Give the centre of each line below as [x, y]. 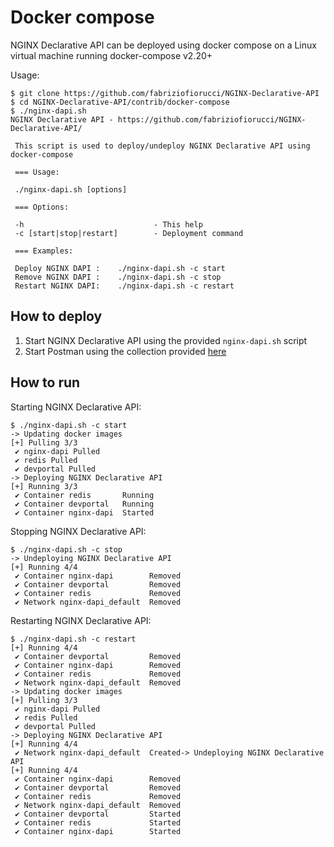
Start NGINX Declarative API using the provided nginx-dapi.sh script [166, 340]
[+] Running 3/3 [44, 486]
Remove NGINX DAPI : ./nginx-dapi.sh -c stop [118, 277]
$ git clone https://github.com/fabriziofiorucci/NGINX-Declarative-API [165, 93]
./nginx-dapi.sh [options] [71, 189]
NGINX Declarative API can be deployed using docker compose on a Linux [163, 45]
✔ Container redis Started [98, 822]
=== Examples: [44, 251]
